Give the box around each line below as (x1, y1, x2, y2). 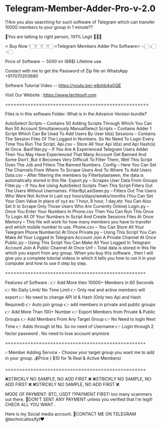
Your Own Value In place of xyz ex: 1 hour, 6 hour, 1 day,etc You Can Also (5, 198, 152, 204)
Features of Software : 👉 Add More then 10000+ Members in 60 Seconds (5, 279, 154, 285)
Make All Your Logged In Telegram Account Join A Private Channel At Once (5, 234, 157, 240)
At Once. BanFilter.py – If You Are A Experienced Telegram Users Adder (5, 146, 149, 152)
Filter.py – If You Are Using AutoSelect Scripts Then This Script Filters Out (5, 183, 153, 188)
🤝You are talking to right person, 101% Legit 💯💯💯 (5, 34, 102, 40)
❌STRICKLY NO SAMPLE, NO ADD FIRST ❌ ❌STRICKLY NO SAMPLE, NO (5, 376, 152, 382)
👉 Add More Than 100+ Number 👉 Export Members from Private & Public (5, 308, 156, 315)
